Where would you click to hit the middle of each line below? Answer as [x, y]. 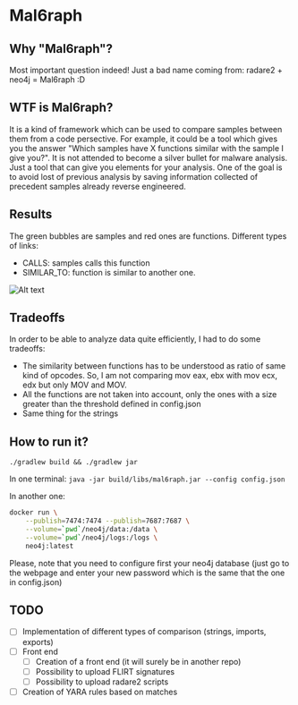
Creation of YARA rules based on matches [100, 692]
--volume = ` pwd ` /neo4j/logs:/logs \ [92, 538]
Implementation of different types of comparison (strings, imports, [144, 632]
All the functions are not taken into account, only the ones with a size [149, 395]
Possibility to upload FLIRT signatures [105, 671]
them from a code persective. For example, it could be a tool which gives [144, 139]
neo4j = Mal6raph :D [47, 80]
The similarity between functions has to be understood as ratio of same [154, 366]
